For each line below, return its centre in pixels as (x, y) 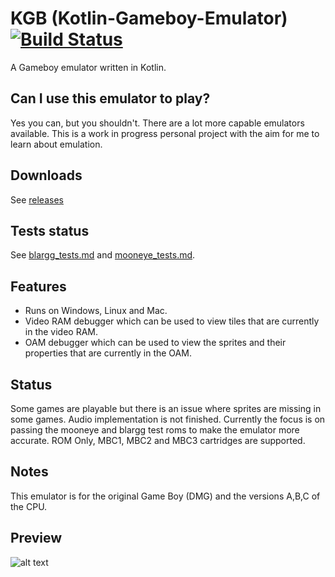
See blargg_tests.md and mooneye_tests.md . (103, 255)
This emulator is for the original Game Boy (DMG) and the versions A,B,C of (165, 496)
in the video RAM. (61, 332)
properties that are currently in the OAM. (108, 353)
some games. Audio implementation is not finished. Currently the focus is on (168, 419)
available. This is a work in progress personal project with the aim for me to (165, 133)
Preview (36, 538)
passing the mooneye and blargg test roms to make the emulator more (155, 430)
